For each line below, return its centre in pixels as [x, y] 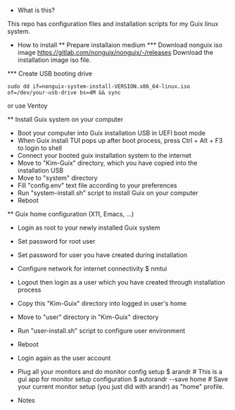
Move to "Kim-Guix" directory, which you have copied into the [107, 163]
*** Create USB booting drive [50, 74]
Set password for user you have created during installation [102, 255]
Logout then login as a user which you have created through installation [121, 282]
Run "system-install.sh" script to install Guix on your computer [108, 193]
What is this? [36, 10]
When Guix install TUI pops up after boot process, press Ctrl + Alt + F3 [120, 141]
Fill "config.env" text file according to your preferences [97, 185]
